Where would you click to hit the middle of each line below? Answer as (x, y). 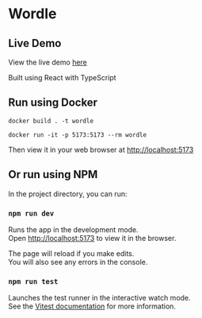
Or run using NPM (53, 175)
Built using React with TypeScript (62, 78)
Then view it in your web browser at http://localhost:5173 (101, 149)
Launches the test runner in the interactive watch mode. (100, 298)
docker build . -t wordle (51, 121)
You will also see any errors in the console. (78, 262)
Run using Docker (53, 103)
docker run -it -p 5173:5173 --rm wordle (78, 135)
